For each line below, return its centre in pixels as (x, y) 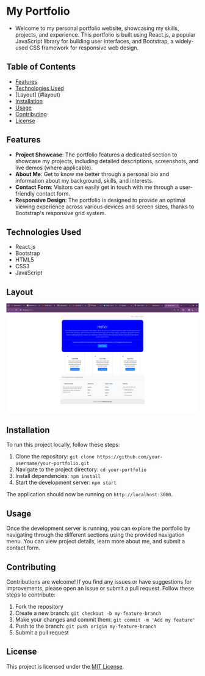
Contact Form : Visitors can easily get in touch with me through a (96, 187)
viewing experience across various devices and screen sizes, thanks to (105, 207)
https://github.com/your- (130, 457)
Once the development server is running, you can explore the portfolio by (99, 528)
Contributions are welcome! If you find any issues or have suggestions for (99, 582)
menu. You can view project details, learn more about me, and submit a (96, 542)
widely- (184, 41)
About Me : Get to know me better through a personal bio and (92, 174)
